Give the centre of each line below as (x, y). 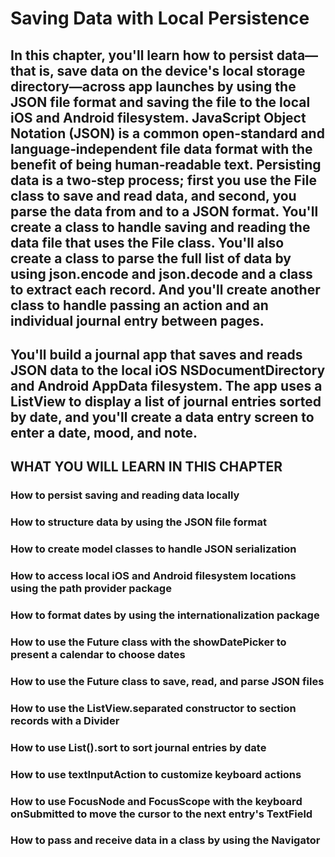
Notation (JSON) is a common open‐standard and (167, 133)
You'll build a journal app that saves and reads (156, 354)
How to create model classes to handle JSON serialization (153, 549)
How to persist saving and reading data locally (125, 495)
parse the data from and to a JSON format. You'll (164, 211)
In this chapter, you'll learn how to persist (142, 55)
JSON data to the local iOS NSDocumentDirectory (168, 370)
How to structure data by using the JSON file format (138, 522)
